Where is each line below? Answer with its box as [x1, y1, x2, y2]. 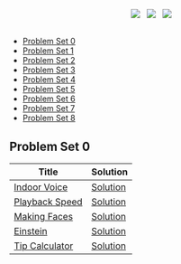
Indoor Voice [14, 181, 68, 193]
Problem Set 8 [22, 113, 76, 124]
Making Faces [14, 211, 74, 223]
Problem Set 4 [22, 74, 77, 85]
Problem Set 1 [22, 45, 74, 56]
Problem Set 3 [22, 64, 76, 76]
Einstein [14, 225, 48, 238]
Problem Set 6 [22, 93, 76, 104]
